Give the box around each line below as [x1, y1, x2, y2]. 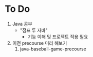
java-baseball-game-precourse [20, 46, 87, 52]
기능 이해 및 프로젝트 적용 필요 [27, 33, 88, 40]
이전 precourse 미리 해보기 [12, 40, 67, 46]
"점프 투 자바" [20, 27, 48, 33]
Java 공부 [12, 21, 32, 27]
